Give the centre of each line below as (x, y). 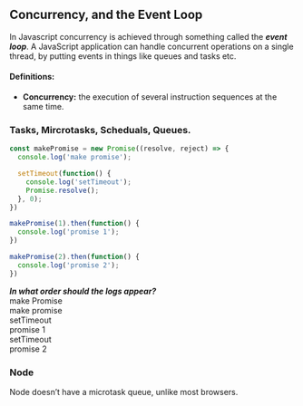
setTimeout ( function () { (64, 174)
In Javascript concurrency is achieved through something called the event (148, 36)
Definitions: (32, 77)
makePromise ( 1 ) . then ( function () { (75, 224)
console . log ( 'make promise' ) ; (74, 158)
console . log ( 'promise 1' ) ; (68, 232)
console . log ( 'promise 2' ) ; (68, 265)
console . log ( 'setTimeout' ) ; (78, 182)
